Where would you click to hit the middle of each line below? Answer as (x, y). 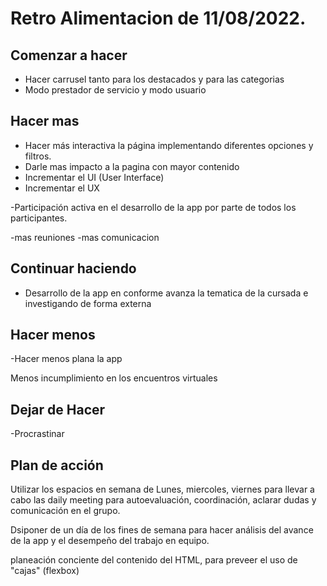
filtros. (38, 156)
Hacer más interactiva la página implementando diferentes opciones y (169, 145)
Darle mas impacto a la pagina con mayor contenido (132, 166)
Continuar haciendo (73, 268)
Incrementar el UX (62, 188)
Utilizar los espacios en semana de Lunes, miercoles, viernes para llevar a (162, 489)
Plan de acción (57, 465)
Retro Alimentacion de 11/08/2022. (158, 18)
